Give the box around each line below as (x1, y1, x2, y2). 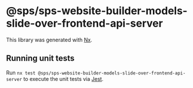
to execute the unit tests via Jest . (23, 75, 104, 82)
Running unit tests (6, 53, 75, 63)
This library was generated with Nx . (6, 36, 92, 43)
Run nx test (6, 69, 36, 76)
